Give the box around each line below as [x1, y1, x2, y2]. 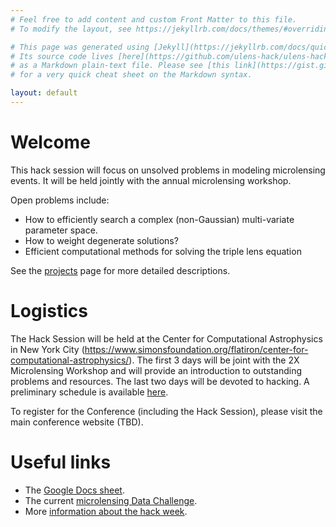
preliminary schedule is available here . [10, 386, 169, 398]
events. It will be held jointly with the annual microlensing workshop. [10, 174, 292, 186]
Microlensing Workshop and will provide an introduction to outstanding [10, 364, 303, 376]
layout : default [10, 88, 78, 98]
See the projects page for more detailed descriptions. [10, 264, 231, 276]
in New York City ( [10, 343, 85, 355]
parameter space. [24, 224, 98, 236]
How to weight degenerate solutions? [24, 234, 179, 246]
